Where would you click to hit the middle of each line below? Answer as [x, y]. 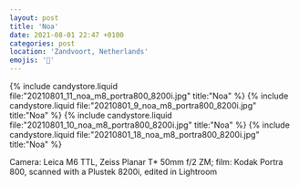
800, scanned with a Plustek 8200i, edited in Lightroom [113, 171]
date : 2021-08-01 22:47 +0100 [67, 35]
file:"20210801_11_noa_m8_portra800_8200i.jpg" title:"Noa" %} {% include [149, 96]
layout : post [34, 18]
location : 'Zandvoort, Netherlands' [79, 52]
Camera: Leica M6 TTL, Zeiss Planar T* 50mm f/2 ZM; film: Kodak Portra [146, 162]
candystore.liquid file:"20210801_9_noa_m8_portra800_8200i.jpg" [133, 105]
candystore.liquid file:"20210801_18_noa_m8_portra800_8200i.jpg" [134, 134]
